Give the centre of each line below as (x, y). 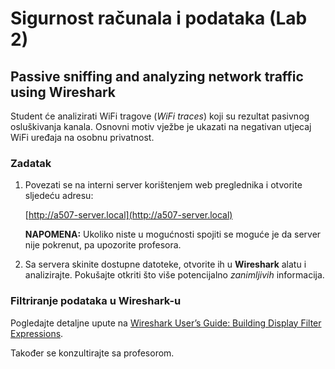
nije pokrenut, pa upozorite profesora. (103, 245)
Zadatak (31, 163)
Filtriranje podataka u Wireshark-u (96, 301)
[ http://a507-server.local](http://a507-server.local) (128, 215)
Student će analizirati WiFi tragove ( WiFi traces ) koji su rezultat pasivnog (160, 116)
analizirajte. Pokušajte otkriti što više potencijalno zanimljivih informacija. (174, 275)
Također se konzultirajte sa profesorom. (92, 353)
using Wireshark (63, 92)
